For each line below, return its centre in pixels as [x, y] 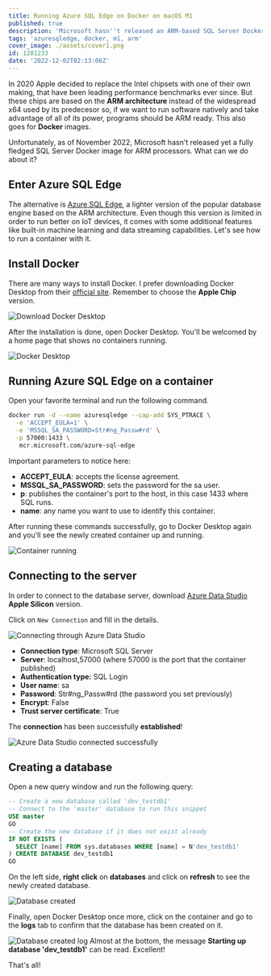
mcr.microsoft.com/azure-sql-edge [77, 445]
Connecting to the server [73, 576]
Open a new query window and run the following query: [101, 786]
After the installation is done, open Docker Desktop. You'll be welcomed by [133, 332]
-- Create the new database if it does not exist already [108, 832]
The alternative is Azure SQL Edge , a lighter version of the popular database [135, 204]
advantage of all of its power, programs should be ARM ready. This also [127, 118]
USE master [27, 817]
